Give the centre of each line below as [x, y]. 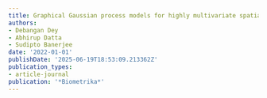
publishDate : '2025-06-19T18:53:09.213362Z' [83, 60]
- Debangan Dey [33, 30]
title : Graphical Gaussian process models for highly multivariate [122, 15]
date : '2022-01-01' [41, 52]
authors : [23, 23]
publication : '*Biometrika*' [56, 81]
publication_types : [41, 67]
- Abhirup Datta [35, 38]
